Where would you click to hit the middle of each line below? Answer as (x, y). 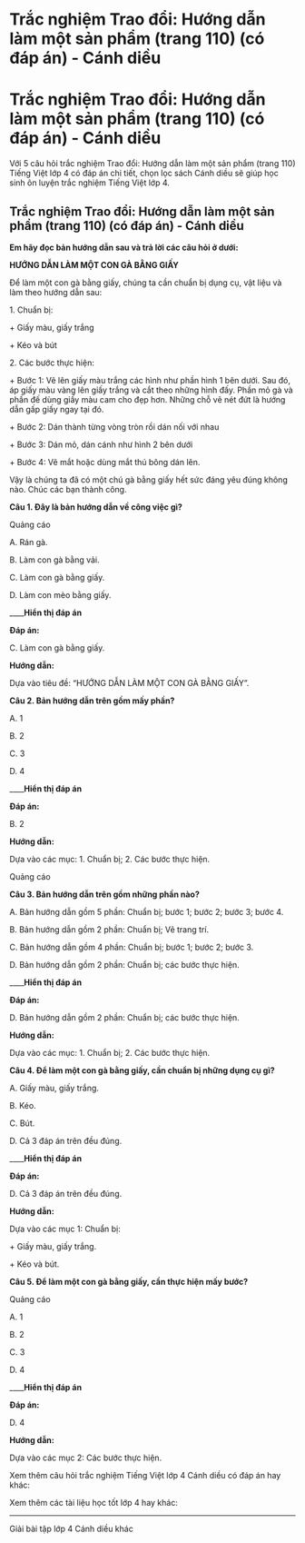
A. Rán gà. (29, 542)
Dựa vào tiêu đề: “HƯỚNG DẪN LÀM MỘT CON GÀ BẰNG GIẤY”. (129, 682)
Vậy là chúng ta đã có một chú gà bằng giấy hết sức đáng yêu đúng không (148, 479)
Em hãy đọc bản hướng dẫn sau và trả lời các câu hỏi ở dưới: (124, 247)
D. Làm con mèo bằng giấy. (60, 594)
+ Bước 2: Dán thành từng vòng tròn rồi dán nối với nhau (114, 426)
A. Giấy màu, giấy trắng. (54, 1088)
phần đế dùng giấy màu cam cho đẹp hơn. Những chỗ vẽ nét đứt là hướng (148, 399)
